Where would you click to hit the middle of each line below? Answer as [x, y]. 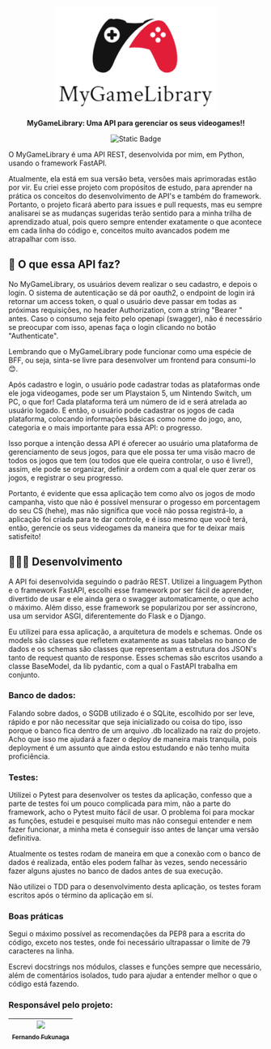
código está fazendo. [44, 984]
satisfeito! [25, 536]
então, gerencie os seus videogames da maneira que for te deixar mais [127, 528]
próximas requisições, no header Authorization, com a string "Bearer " [125, 310]
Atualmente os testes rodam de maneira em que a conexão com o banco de [135, 854]
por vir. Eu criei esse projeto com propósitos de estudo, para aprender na [131, 187]
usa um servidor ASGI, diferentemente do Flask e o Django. [107, 616]
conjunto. [24, 674]
